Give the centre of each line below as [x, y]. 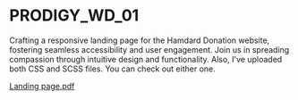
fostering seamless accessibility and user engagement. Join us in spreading [149, 49]
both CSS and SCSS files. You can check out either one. [113, 69]
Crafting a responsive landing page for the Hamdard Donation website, [140, 40]
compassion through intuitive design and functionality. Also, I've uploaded [146, 59]
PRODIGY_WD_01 [74, 16]
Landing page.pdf [42, 86]
